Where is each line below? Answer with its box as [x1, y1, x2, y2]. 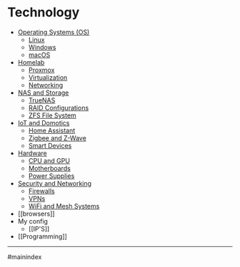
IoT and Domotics [17, 118, 70, 127]
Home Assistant [28, 126, 76, 135]
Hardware [17, 149, 48, 157]
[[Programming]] [17, 232, 68, 241]
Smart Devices [28, 141, 72, 150]
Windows [28, 43, 56, 51]
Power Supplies [28, 172, 75, 180]
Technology [7, 4, 80, 21]
